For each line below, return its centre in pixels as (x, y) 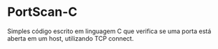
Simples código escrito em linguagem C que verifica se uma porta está (109, 31)
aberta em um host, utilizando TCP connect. (71, 38)
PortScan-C (42, 12)
